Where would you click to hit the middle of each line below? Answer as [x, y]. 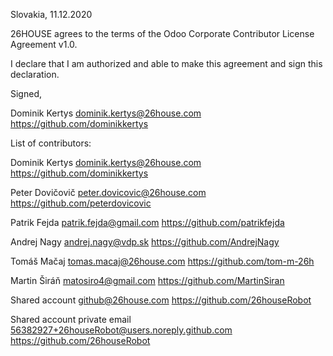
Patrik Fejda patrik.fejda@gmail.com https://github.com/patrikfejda [147, 222]
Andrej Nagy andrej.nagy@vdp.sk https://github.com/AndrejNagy [145, 242]
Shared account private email [71, 319]
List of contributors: [51, 143]
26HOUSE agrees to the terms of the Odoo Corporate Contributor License [162, 33]
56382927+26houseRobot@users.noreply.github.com [121, 330]
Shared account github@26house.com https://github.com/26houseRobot [161, 300]
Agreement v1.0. [44, 44]
